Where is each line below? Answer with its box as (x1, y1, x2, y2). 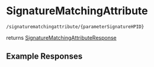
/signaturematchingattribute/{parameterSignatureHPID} (6, 24, 145, 30)
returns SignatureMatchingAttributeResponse (6, 34, 117, 41)
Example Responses (6, 52, 83, 62)
